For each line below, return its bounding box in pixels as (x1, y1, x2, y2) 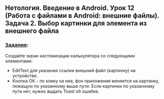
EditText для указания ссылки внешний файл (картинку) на (12, 67, 136, 73)
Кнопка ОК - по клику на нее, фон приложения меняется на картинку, (12, 78, 160, 84)
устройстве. (12, 73, 38, 78)
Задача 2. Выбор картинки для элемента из (5, 19, 147, 27)
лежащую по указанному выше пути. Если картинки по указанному (12, 83, 155, 89)
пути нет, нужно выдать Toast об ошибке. (12, 88, 100, 94)
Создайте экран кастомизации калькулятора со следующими (5, 52, 135, 58)
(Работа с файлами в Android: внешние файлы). (5, 12, 160, 20)
